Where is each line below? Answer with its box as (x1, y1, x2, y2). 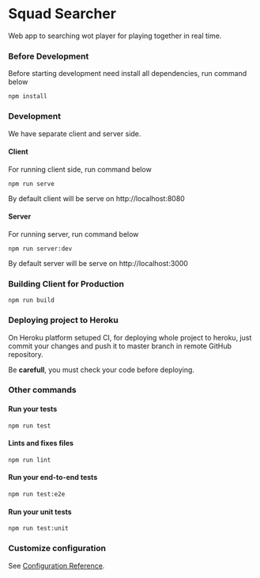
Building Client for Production (8, 278, 125, 289)
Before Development (8, 51, 89, 62)
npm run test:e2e (8, 490, 66, 499)
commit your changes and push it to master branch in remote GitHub (8, 341, 232, 351)
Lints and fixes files (8, 439, 73, 448)
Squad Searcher (8, 5, 117, 23)
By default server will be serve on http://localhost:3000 (8, 258, 188, 268)
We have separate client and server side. (8, 128, 141, 139)
